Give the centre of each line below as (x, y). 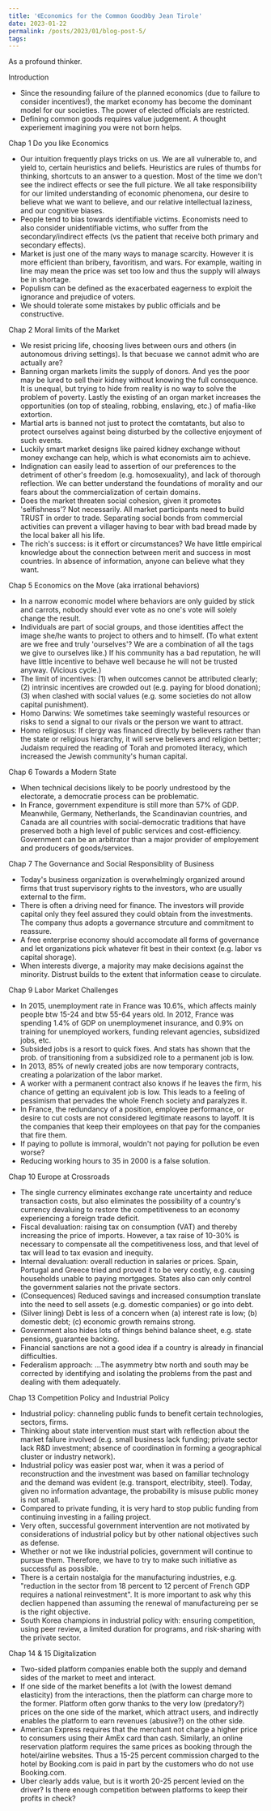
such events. (41, 441)
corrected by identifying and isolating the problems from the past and (136, 1374)
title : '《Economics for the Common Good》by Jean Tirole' (106, 16)
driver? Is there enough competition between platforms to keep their (134, 1790)
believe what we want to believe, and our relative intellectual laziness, (136, 202)
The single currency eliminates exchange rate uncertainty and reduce (136, 1193)
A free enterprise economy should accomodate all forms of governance (140, 940)
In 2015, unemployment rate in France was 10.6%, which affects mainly (138, 1006)
